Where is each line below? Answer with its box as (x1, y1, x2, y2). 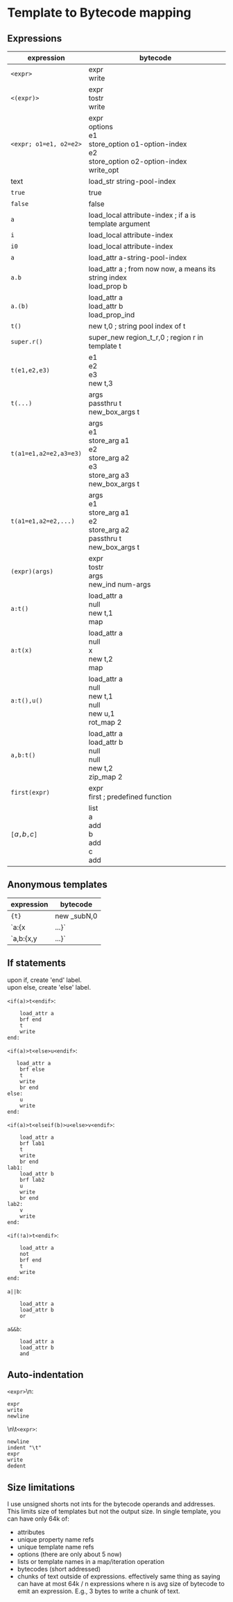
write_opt (88, 165, 119, 175)
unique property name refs (17, 1535, 94, 1544)
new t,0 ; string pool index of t (88, 321, 186, 331)
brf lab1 (19, 1139, 45, 1147)
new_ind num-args (88, 580, 151, 589)
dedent (7, 1463, 26, 1470)
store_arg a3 (88, 470, 130, 480)
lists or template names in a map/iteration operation (17, 1558, 165, 1566)
